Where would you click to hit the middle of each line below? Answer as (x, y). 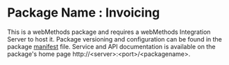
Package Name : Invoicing (84, 13)
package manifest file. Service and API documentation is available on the (111, 46)
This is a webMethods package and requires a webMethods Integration (109, 32)
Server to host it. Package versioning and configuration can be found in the (114, 39)
